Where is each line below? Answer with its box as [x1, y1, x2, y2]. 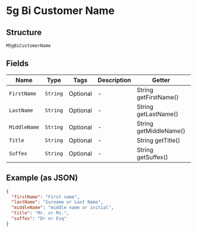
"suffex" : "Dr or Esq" [11, 216, 67, 221]
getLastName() [137, 110, 179, 118]
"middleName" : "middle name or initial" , [11, 205, 114, 211]
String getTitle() [137, 136, 181, 144]
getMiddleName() [137, 127, 186, 135]
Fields [6, 58, 29, 68]
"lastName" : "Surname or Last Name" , [11, 199, 104, 205]
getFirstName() [137, 93, 179, 101]
